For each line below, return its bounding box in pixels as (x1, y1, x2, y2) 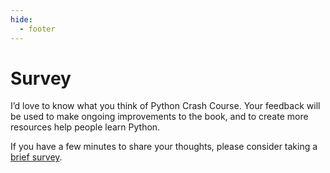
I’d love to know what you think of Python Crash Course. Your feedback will (10, 100, 321, 112)
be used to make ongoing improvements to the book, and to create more (10, 111, 309, 123)
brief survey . (10, 151, 63, 163)
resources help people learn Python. (10, 121, 161, 133)
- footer (19, 24, 56, 34)
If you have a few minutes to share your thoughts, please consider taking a (10, 141, 318, 153)
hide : (10, 14, 33, 25)
